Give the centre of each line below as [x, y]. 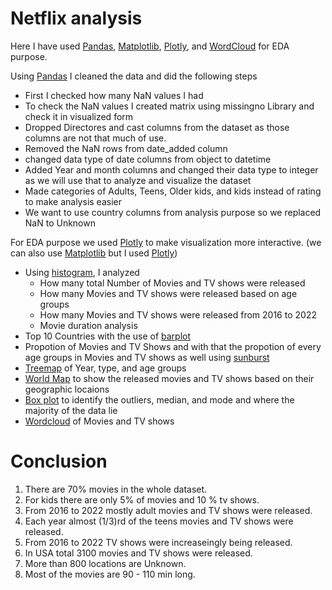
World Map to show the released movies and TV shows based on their [169, 378]
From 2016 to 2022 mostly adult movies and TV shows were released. [168, 510]
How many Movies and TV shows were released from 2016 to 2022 [178, 314]
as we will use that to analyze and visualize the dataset [138, 180]
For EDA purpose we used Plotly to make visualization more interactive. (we [166, 242]
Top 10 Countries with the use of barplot [108, 336]
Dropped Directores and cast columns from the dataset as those [157, 127]
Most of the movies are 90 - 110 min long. [110, 574]
